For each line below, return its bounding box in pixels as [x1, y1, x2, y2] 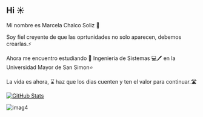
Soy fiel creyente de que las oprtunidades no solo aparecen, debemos [6, 33, 182, 41]
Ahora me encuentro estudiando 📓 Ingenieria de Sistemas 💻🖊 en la [6, 55, 176, 62]
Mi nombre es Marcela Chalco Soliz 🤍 [6, 21, 100, 28]
